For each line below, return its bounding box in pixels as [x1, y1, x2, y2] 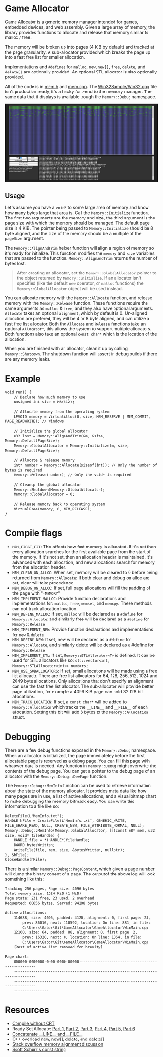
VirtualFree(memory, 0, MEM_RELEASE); [14, 507, 92, 511]
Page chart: [5, 954, 29, 959]
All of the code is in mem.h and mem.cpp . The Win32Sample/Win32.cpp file [5, 83, 157, 89]
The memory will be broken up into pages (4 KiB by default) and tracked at [5, 44, 154, 50]
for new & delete [12, 631, 44, 638]
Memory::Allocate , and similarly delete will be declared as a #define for [12, 642, 154, 648]
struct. [12, 714, 25, 720]
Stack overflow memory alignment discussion [12, 1041, 103, 1047]
